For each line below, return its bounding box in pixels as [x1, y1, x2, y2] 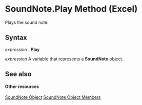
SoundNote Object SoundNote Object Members [5, 94, 101, 100]
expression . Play [5, 46, 40, 52]
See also [5, 70, 32, 78]
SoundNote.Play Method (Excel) [5, 3, 138, 15]
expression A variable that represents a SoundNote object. [5, 56, 123, 62]
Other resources [5, 84, 39, 89]
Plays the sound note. [5, 19, 49, 25]
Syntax [5, 34, 27, 42]
